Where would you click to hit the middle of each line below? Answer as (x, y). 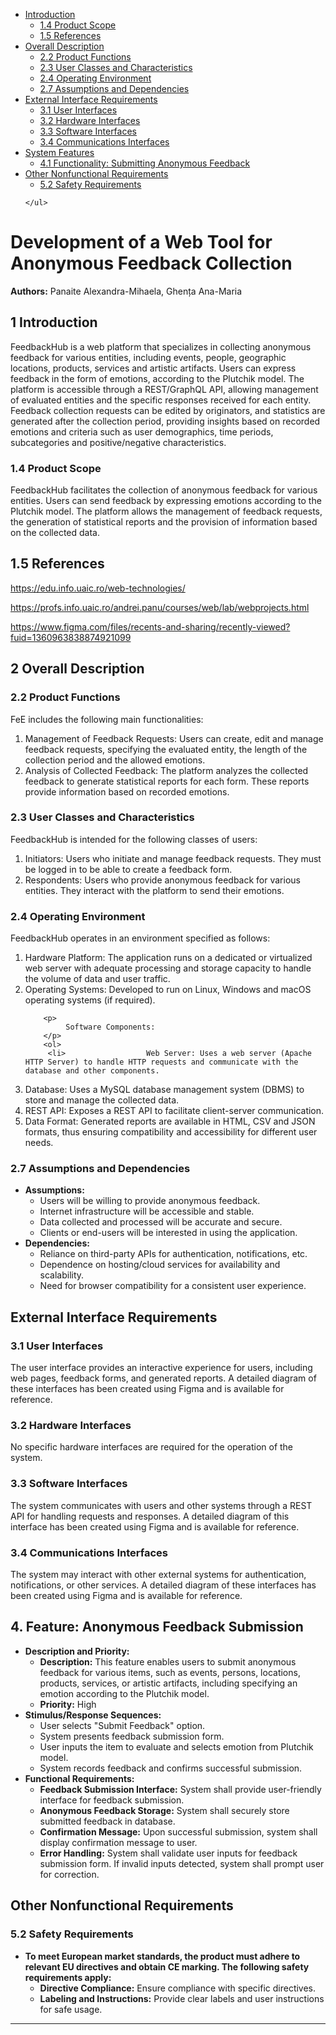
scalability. (62, 1275)
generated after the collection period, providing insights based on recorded (165, 421)
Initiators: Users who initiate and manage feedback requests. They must (173, 858)
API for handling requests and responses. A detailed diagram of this (150, 1516)
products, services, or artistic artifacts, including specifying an (168, 1683)
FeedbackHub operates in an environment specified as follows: (140, 938)
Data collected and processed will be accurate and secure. (161, 1222)
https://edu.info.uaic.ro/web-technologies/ (98, 588)
